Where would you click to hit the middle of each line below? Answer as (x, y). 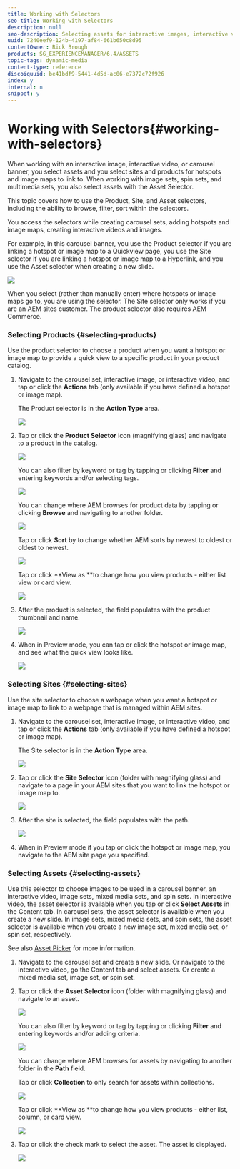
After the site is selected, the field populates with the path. (104, 820)
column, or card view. (50, 1117)
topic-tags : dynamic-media (47, 61)
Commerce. (25, 317)
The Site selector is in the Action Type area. (82, 750)
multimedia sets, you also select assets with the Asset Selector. (101, 187)
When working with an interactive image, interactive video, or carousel (111, 164)
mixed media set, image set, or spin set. (76, 977)
